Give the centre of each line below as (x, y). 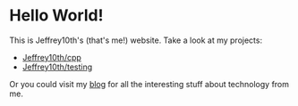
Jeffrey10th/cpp (52, 57)
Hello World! (56, 16)
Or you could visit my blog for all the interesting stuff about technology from (149, 84)
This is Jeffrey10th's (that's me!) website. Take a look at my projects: (136, 40)
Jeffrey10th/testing (57, 67)
